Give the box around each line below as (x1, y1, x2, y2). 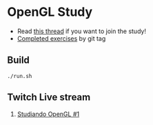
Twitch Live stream (7, 91, 91, 104)
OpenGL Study (7, 4, 93, 20)
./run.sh (7, 73, 32, 79)
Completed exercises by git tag (17, 34, 106, 42)
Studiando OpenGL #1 (17, 110, 80, 118)
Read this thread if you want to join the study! (17, 27, 147, 35)
